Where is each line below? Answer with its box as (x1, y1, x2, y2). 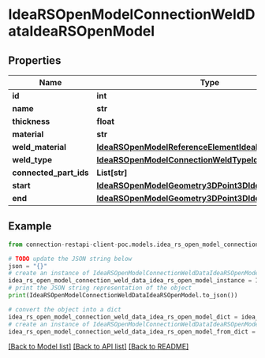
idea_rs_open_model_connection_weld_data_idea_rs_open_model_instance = (8, 277, 252, 285)
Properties (8, 54, 62, 67)
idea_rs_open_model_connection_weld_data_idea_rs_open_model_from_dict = (8, 327, 256, 336)
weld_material (12, 142, 67, 152)
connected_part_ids (12, 167, 89, 178)
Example (8, 219, 52, 233)
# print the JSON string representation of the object (8, 284, 192, 293)
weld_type (12, 155, 53, 165)
